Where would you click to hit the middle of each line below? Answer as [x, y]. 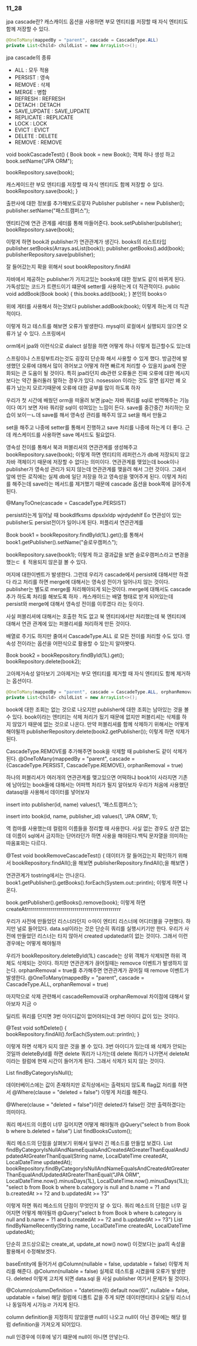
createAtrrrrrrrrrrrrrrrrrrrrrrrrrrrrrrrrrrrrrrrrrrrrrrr [64, 909]
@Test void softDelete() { [37, 1028]
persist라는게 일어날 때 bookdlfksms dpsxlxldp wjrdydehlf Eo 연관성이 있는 [94, 515]
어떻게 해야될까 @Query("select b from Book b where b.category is [101, 1213]
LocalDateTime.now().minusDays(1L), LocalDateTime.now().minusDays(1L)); [98, 1180]
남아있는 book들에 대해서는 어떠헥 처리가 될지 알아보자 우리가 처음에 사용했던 [100, 784]
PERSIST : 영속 [32, 77]
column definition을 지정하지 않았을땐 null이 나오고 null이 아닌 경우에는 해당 [93, 1317]
